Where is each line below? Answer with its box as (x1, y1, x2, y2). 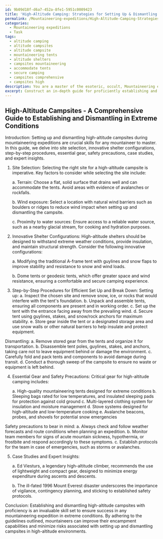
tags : (5, 35, 16, 39)
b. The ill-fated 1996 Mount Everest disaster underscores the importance (12, 483, 158, 489)
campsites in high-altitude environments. (5, 528, 87, 534)
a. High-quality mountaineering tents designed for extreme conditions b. (12, 388, 157, 394)
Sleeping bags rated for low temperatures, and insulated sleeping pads (12, 394, 154, 399)
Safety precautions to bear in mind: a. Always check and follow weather (5, 424, 149, 430)
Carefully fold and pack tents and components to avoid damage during (5, 354, 147, 360)
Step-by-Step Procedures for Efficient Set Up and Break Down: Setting (12, 287, 154, 293)
